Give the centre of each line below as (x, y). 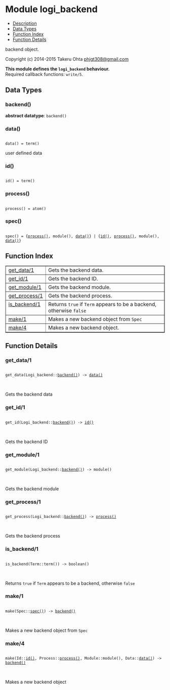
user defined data (24, 153)
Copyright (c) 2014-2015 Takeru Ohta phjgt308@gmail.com (67, 59)
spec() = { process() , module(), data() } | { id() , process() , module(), (82, 236)
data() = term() (22, 143)
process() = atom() (26, 208)
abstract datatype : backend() (36, 115)
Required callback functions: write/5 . (44, 74)
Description (25, 23)
